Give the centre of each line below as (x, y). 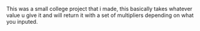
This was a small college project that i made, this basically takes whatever (99, 9)
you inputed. (22, 22)
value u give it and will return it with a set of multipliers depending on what (100, 15)
